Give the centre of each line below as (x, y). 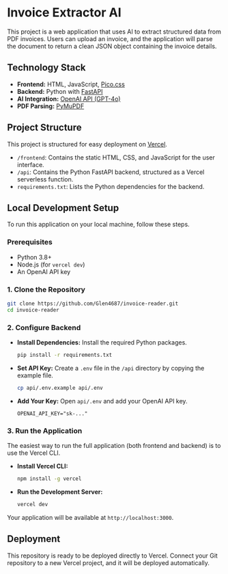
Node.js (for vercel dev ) (51, 264)
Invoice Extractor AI (64, 13)
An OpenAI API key (44, 271)
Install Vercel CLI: (42, 466)
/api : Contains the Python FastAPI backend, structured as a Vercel (111, 172)
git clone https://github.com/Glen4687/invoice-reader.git (93, 303)
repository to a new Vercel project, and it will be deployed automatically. (109, 562)
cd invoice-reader (33, 310)
